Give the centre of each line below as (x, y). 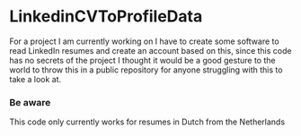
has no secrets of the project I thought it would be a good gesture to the (142, 60)
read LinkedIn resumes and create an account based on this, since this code (150, 50)
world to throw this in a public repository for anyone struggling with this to (146, 70)
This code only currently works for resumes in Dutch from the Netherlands (147, 122)
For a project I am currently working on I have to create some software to (145, 41)
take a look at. (35, 79)
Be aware (30, 102)
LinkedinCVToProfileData (106, 17)
